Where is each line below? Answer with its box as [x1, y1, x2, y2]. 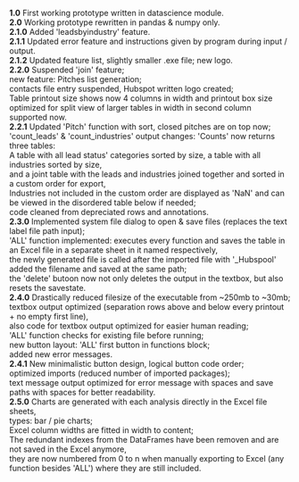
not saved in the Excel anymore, [9, 444, 127, 454]
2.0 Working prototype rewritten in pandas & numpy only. [9, 17, 220, 28]
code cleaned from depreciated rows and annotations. [9, 207, 210, 217]
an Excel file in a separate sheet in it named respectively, [9, 245, 219, 255]
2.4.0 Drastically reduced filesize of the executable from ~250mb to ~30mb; [9, 292, 291, 303]
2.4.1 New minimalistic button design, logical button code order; [9, 359, 245, 369]
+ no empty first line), [9, 312, 89, 321]
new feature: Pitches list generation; [9, 74, 142, 84]
